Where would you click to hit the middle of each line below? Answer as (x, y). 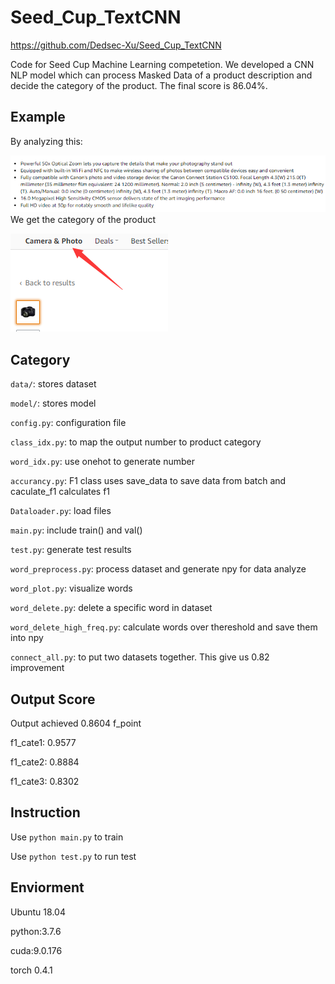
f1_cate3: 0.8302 (45, 782)
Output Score (53, 699)
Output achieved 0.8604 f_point (76, 723)
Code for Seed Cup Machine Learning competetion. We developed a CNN (162, 64)
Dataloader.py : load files (61, 511)
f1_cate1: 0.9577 (43, 743)
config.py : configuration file (68, 423)
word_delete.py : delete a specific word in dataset (111, 608)
